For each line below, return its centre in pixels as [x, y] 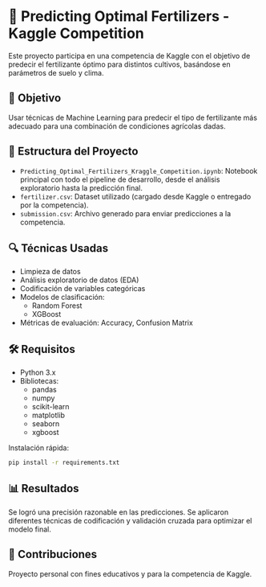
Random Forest [57, 306]
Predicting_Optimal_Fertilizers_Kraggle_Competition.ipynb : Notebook [139, 170]
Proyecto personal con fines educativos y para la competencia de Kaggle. [130, 573]
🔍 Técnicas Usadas [58, 248]
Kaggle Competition [76, 33]
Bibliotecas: [39, 381]
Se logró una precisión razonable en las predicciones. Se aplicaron [119, 512]
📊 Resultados [44, 488]
